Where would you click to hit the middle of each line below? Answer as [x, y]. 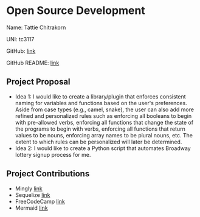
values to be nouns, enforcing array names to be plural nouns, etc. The [104, 135]
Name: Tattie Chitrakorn [36, 27]
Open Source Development [76, 11]
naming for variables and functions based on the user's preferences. [101, 103]
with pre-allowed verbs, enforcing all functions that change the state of [104, 122]
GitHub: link [21, 51]
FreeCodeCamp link [40, 201]
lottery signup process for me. [53, 154]
